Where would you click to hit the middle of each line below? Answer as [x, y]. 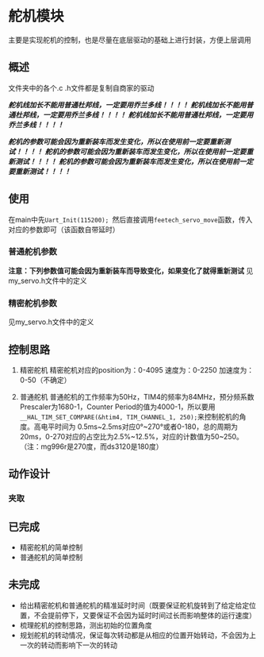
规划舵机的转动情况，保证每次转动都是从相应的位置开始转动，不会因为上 [138, 635]
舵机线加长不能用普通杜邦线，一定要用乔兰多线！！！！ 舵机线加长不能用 [127, 105]
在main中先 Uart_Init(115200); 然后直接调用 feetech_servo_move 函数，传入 [130, 219]
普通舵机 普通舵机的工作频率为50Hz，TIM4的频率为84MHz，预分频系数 [137, 396]
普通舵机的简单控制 [51, 558]
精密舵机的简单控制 [51, 547]
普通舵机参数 [33, 252]
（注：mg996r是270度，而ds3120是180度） [91, 446]
